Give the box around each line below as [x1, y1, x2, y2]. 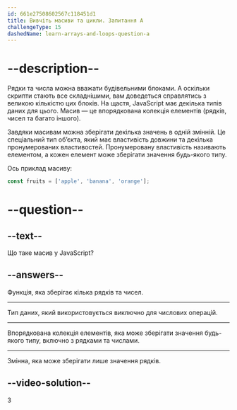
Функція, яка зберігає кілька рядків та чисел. [7, 287, 144, 296]
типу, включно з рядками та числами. [25, 336, 140, 344]
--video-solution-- [7, 377, 91, 389]
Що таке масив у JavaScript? [7, 249, 94, 257]
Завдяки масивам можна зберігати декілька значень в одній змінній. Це [7, 128, 226, 137]
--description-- [7, 61, 100, 76]
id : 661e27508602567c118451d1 [7, 10, 97, 18]
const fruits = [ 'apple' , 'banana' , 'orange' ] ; [7, 178, 150, 185]
